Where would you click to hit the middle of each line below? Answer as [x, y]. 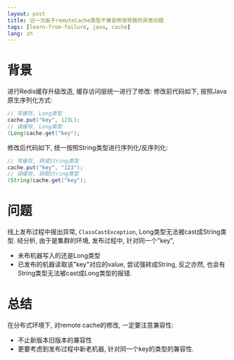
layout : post [26, 14]
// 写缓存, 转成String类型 [43, 161]
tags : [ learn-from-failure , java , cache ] [69, 27]
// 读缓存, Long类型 [35, 126]
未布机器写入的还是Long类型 [59, 256]
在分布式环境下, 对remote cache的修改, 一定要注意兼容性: [91, 325]
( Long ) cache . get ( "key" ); [44, 133]
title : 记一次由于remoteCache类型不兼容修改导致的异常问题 [86, 20]
